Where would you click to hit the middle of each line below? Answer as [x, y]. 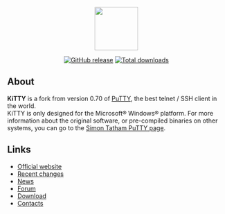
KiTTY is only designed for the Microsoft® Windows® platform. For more [110, 113]
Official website [39, 166]
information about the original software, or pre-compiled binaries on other [112, 121]
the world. [22, 106]
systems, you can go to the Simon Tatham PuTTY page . [87, 127]
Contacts [30, 203]
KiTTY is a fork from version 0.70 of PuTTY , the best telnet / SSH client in [112, 98]
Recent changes [40, 174]
